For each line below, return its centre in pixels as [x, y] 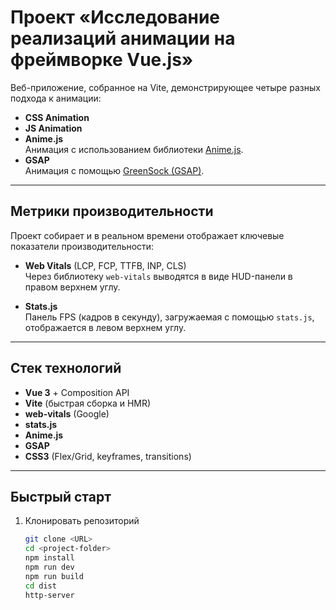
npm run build [54, 576]
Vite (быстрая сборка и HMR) [88, 403]
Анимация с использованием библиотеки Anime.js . [134, 149]
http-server [49, 595]
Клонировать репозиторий [82, 521]
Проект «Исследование [115, 17]
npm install [49, 558]
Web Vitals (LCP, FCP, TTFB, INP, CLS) [105, 265]
